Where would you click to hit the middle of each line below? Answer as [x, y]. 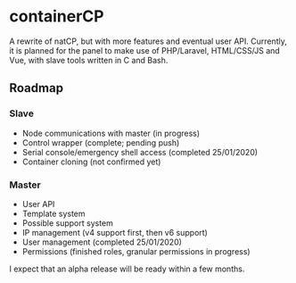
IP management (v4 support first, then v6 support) [115, 232]
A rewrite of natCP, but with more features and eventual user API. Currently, [148, 41]
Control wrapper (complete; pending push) [101, 142]
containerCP [57, 17]
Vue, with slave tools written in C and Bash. [89, 60]
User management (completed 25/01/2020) [102, 242]
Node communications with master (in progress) [111, 133]
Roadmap [37, 88]
